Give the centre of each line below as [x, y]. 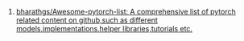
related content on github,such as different [87, 20]
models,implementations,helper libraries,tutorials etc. [104, 29]
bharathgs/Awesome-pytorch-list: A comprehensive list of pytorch [126, 12]
